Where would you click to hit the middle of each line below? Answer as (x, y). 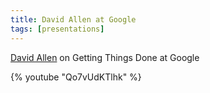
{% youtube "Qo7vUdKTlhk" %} (76, 77)
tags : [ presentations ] (57, 29)
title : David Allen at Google (73, 19)
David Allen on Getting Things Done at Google (105, 57)
